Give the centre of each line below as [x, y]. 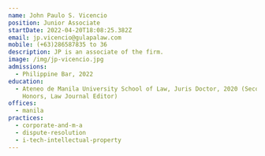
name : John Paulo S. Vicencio [58, 15]
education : [26, 81]
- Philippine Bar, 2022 [54, 74]
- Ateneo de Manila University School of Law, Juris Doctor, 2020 [127, 89]
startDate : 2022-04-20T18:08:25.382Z [70, 30]
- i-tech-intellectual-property [69, 140]
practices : [26, 118]
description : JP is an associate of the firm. [86, 52]
